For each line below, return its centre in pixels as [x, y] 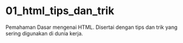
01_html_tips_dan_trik [60, 11]
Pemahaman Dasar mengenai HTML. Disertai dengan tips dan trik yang [91, 27]
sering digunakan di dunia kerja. [44, 33]
